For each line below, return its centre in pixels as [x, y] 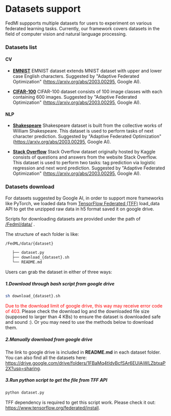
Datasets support [43, 9]
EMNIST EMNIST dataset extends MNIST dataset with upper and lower [87, 71]
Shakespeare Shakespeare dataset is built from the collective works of [87, 125]
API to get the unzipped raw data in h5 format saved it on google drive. [80, 209]
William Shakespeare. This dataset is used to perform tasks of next [83, 131]
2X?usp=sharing [22, 368]
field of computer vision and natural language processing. [66, 34]
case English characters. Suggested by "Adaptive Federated [76, 76]
